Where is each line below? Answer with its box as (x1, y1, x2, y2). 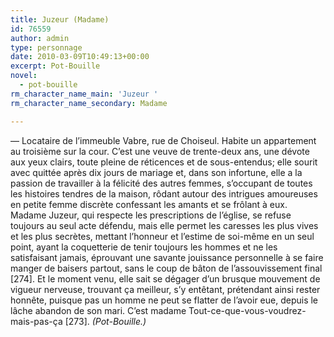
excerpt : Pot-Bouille (10, 61, 101, 71)
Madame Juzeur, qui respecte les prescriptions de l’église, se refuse (10, 209, 292, 221)
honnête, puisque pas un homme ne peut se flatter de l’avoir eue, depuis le (10, 294, 319, 306)
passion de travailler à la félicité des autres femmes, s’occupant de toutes (10, 177, 313, 189)
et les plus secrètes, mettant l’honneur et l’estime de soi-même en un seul (10, 230, 315, 242)
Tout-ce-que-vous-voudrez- (188, 304, 307, 316)
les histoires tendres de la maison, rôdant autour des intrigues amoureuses (10, 187, 318, 200)
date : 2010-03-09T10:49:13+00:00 (10, 52, 150, 62)
